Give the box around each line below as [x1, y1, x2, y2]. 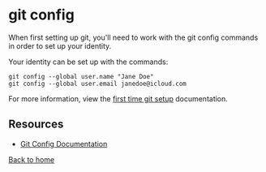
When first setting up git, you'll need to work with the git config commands [8, 32, 259, 42]
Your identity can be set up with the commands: [8, 57, 169, 67]
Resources [8, 118, 64, 131]
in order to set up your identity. [8, 41, 112, 50]
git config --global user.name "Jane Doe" [8, 72, 154, 80]
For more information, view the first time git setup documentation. [8, 93, 229, 103]
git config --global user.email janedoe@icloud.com [8, 80, 187, 88]
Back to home [8, 154, 55, 164]
